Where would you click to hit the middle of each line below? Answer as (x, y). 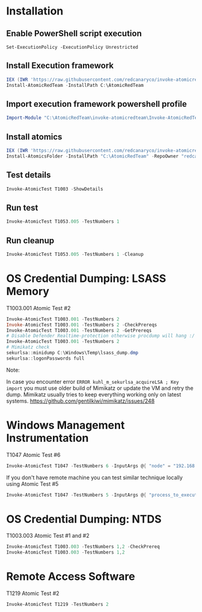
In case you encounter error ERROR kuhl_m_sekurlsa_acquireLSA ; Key (93, 381)
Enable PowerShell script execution (74, 33)
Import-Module (24, 118)
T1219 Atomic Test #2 (33, 593)
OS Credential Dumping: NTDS (84, 519)
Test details (29, 175)
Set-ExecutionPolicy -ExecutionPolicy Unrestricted (72, 47)
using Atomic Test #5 (32, 483)
